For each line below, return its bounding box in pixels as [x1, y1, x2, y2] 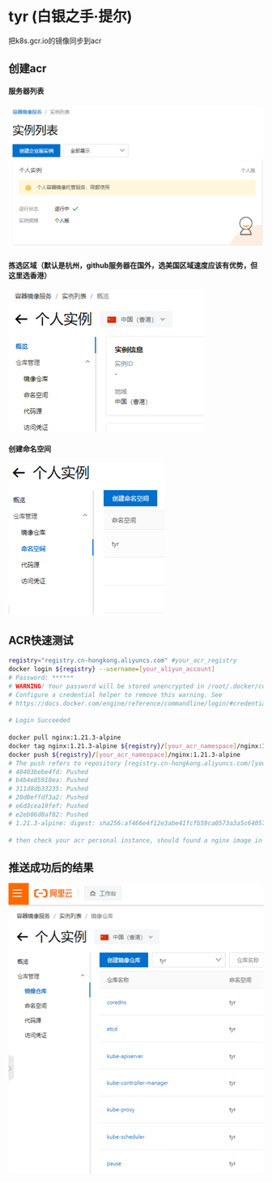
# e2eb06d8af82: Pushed [8, 810, 89, 819]
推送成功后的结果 [8, 861, 94, 875]
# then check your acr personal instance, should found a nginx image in [8, 836, 263, 845]
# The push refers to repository [8, 759, 121, 767]
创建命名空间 [8, 444, 51, 453]
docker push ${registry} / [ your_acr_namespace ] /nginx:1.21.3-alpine [8, 750, 241, 759]
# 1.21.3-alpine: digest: [8, 819, 96, 827]
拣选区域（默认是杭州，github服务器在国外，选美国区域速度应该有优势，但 [8, 260, 258, 270]
